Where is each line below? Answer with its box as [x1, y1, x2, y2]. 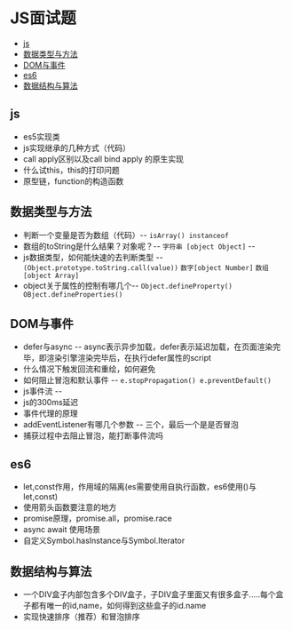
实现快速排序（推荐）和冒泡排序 [22, 611, 140, 622]
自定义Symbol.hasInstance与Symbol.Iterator [22, 535, 185, 546]
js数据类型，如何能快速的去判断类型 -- [22, 251, 163, 262]
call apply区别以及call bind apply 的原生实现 [22, 153, 185, 164]
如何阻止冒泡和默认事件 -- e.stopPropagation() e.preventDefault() [22, 375, 272, 386]
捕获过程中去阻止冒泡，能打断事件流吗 [22, 430, 163, 441]
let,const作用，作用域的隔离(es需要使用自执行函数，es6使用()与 [22, 482, 256, 492]
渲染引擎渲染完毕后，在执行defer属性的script [46, 353, 212, 363]
